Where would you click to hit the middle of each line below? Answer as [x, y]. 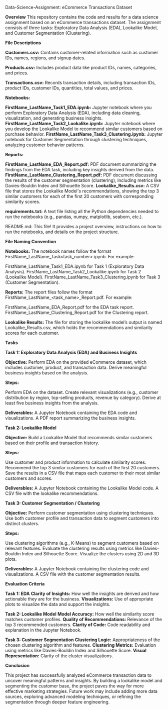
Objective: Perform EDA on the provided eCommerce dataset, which [76, 362]
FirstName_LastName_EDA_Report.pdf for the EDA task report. [69, 307]
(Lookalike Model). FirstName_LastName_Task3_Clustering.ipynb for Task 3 [83, 277]
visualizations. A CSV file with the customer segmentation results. [73, 574]
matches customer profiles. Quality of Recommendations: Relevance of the [84, 619]
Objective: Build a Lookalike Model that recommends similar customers [79, 437]
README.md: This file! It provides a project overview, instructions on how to [83, 226]
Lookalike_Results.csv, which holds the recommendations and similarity [79, 328]
